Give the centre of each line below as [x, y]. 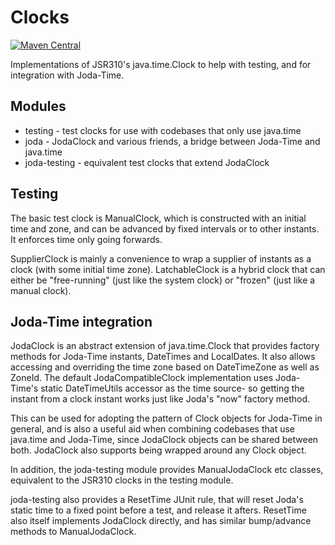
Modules [38, 106]
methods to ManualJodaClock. [73, 532]
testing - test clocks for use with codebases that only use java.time [163, 130]
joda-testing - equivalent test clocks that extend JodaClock [147, 162]
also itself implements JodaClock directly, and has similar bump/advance [161, 521]
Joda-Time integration [81, 321]
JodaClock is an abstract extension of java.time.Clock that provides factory [165, 346]
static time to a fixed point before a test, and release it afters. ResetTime [158, 510]
